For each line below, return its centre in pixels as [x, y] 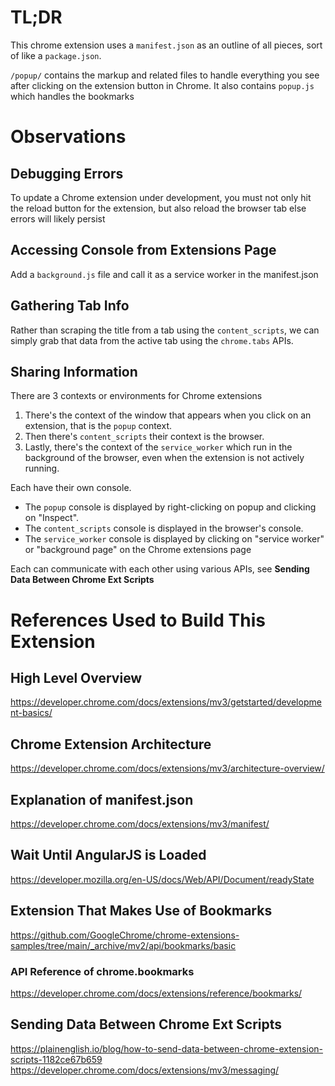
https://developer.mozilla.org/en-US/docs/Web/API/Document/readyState [162, 879]
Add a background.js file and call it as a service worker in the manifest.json [164, 274]
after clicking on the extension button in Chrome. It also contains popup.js [162, 85]
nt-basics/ [31, 713]
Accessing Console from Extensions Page [143, 250]
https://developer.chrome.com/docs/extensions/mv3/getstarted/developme [166, 702]
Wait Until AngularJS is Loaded [108, 855]
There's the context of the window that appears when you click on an [168, 415]
